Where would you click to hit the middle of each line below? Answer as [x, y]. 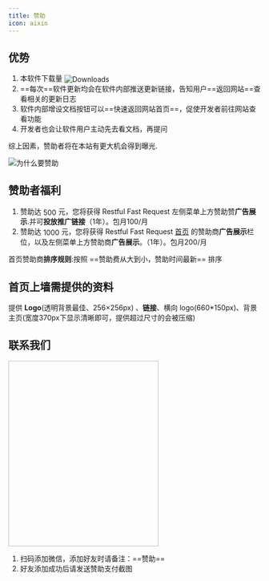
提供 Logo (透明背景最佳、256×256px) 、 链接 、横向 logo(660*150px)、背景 [133, 307]
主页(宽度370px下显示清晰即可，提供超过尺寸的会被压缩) [102, 317]
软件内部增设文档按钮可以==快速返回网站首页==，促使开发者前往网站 [134, 108]
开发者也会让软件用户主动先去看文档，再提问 [94, 128]
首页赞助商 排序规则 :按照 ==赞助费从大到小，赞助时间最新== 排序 [115, 259]
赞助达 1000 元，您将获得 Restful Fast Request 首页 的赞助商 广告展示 [133, 232]
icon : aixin [28, 23]
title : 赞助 [27, 16]
